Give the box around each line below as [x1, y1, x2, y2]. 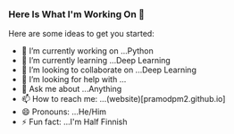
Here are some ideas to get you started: [8, 29, 155, 39]
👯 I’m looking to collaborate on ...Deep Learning [21, 64, 197, 75]
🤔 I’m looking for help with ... [21, 74, 127, 85]
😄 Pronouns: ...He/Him [21, 106, 107, 117]
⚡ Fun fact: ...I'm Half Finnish [21, 116, 128, 128]
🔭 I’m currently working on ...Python [21, 46, 154, 56]
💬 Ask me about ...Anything [21, 84, 122, 95]
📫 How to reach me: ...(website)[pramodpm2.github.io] [21, 94, 226, 105]
